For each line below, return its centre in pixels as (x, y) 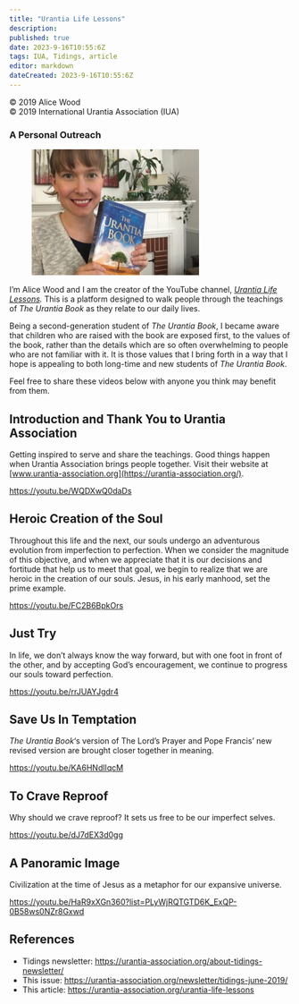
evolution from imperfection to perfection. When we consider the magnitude (149, 549)
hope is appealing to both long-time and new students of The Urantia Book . (148, 364)
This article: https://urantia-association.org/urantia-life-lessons (138, 990)
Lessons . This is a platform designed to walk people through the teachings (146, 299)
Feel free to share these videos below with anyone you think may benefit (143, 381)
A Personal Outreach (55, 134)
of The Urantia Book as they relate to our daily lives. (105, 309)
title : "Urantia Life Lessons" (67, 19)
